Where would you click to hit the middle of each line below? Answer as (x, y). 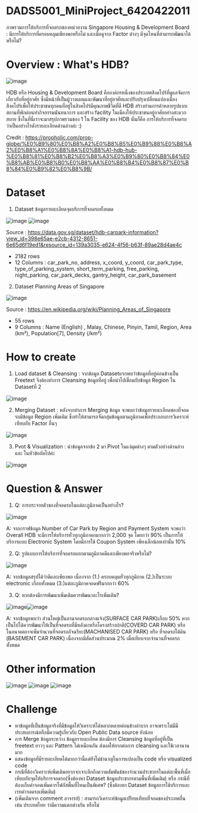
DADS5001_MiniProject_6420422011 (98, 11)
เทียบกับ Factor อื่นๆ (36, 423)
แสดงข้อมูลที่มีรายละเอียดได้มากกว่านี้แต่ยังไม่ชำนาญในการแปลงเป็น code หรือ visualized (103, 759)
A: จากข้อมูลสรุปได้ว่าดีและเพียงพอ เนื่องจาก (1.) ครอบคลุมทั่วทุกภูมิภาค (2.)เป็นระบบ (89, 576)
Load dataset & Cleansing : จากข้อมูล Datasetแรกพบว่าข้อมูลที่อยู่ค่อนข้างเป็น (96, 373)
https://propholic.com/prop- (59, 137)
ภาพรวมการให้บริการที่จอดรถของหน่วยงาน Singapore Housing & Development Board (98, 27)
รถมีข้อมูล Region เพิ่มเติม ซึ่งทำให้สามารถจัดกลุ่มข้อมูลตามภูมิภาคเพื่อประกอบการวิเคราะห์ (102, 417)
